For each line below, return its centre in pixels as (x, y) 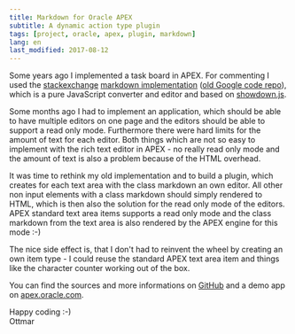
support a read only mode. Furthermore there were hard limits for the (135, 130)
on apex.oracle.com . (47, 295)
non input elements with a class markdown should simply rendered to (136, 195)
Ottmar (22, 322)
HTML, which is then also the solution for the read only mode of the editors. (147, 204)
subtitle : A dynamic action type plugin (85, 26)
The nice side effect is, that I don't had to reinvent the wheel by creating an (146, 250)
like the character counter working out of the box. (100, 268)
